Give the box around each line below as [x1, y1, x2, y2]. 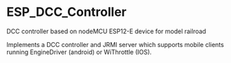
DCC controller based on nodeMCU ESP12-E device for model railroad [6, 27, 207, 35]
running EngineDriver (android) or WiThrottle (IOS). [6, 48, 152, 56]
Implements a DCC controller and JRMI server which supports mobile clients [6, 40, 224, 48]
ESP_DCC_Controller [6, 4, 127, 20]
